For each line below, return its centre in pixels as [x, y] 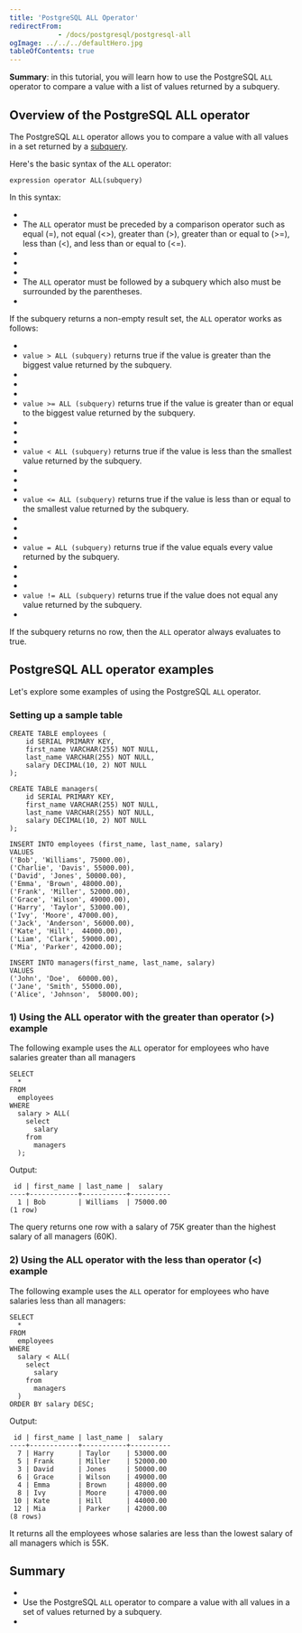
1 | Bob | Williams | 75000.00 [92, 1202]
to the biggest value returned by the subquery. [109, 413]
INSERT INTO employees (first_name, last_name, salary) [116, 844]
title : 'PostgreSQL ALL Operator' [74, 18]
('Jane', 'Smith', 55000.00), [66, 987]
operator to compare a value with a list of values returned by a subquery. [145, 87]
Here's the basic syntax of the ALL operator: [91, 163]
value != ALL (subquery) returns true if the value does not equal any [150, 595]
